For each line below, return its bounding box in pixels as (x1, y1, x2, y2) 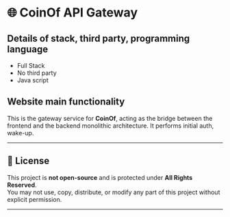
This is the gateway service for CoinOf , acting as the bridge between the (7, 114, 213, 122)
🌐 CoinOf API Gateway (7, 5, 138, 21)
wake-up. (7, 128, 34, 137)
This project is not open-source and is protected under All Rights (7, 173, 193, 181)
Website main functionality (7, 96, 125, 108)
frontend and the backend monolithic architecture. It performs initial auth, (7, 122, 214, 130)
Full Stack (16, 62, 45, 69)
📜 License (7, 155, 50, 167)
